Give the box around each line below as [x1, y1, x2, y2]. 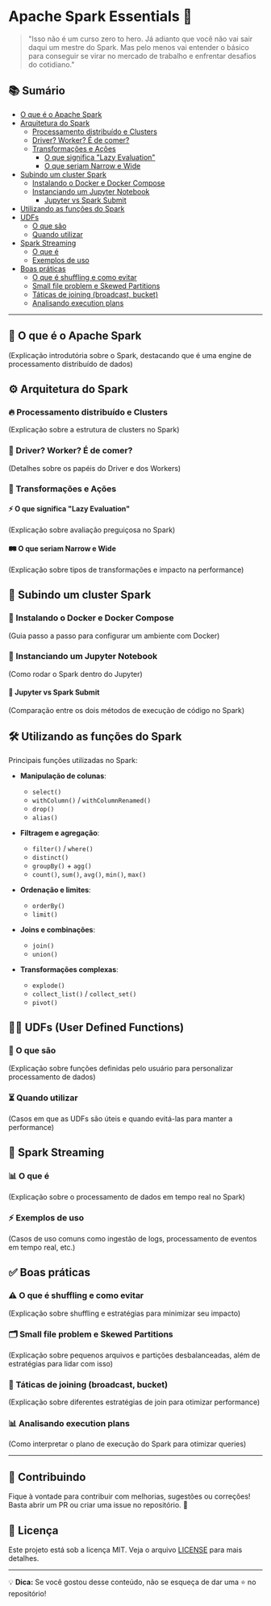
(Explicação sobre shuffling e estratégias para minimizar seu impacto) [8, 1308, 240, 1318]
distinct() [31, 853, 69, 861]
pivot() [31, 999, 58, 1007]
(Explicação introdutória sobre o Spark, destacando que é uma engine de [8, 350, 252, 360]
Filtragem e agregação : [19, 828, 100, 837]
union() [31, 950, 58, 958]
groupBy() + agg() [31, 861, 92, 870]
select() [31, 788, 62, 796]
